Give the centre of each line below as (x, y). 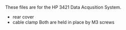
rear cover (23, 17)
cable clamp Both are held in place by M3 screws (63, 22)
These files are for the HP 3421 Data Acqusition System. (63, 7)
